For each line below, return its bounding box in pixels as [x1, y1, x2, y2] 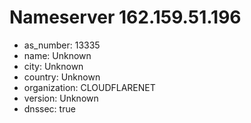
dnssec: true [23, 102, 76, 115]
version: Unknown [23, 92, 99, 104]
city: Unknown [23, 60, 84, 72]
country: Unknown [23, 71, 101, 83]
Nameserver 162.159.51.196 [9, 6, 242, 29]
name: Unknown [23, 49, 92, 61]
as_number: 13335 [23, 39, 101, 51]
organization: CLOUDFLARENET [23, 81, 156, 93]
